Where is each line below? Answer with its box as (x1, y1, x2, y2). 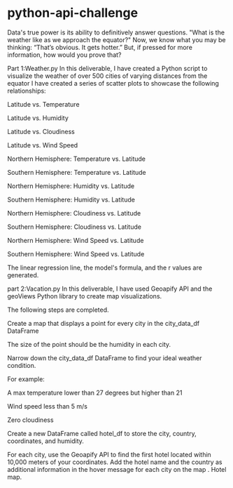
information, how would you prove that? (7, 51, 122, 59)
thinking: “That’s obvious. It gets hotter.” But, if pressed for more (7, 43, 192, 51)
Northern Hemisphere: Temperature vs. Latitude (7, 154, 146, 163)
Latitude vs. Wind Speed (7, 140, 78, 149)
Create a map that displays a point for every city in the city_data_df (7, 319, 200, 327)
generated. (7, 270, 39, 279)
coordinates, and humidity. (7, 437, 84, 445)
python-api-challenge (7, 5, 139, 21)
